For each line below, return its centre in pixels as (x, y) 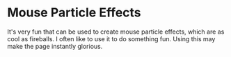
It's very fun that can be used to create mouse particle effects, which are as (116, 32)
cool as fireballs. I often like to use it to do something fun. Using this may (111, 38)
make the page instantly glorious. (55, 46)
